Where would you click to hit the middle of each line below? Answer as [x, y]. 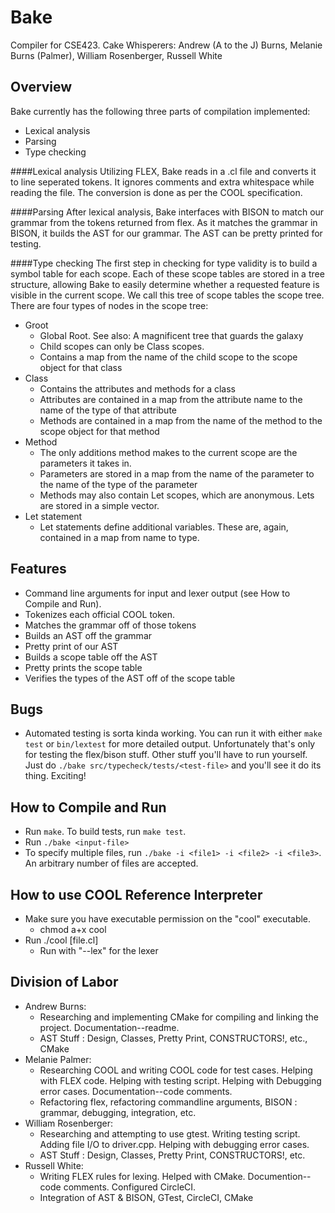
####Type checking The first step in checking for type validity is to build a [164, 263]
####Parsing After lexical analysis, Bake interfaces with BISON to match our [167, 212]
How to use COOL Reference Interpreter [136, 894]
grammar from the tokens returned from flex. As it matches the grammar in [164, 222]
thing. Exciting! [55, 776]
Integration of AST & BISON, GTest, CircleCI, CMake [146, 1197]
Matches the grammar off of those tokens [110, 625]
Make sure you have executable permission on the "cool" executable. [168, 919]
